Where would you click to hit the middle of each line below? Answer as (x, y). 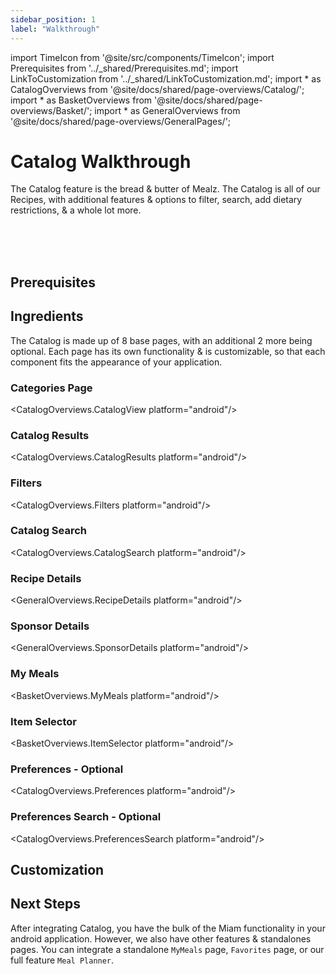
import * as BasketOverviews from (81, 100)
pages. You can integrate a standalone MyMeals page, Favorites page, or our (167, 949)
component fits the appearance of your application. (116, 362)
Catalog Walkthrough (101, 161)
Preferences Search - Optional (86, 817)
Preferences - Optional (67, 769)
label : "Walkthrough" (55, 29)
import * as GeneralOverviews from (167, 110)
